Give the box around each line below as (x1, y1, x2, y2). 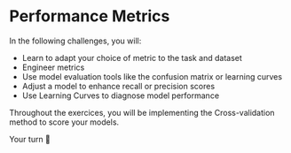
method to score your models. (9, 117, 120, 127)
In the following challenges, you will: (9, 35, 142, 46)
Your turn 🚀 (9, 134, 51, 144)
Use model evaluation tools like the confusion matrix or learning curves (21, 71, 282, 81)
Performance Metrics (9, 6, 170, 27)
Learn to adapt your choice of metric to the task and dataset (21, 52, 242, 63)
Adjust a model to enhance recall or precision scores (21, 80, 216, 91)
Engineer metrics (21, 62, 85, 73)
